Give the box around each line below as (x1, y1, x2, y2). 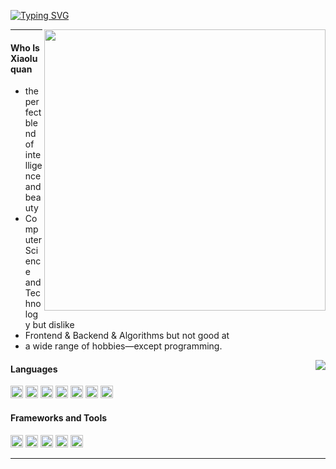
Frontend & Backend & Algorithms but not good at (24, 330, 230, 342)
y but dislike (24, 319, 75, 331)
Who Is (10, 41, 40, 54)
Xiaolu (10, 52, 38, 64)
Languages (10, 363, 58, 375)
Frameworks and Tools (10, 412, 108, 424)
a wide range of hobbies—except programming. (24, 340, 223, 352)
